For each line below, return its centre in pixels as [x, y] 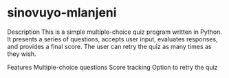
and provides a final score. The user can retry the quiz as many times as [109, 46]
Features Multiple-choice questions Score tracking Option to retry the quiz [112, 67]
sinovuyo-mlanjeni [62, 13]
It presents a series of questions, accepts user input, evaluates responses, [112, 39]
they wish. [22, 54]
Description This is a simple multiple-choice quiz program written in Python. [115, 32]
